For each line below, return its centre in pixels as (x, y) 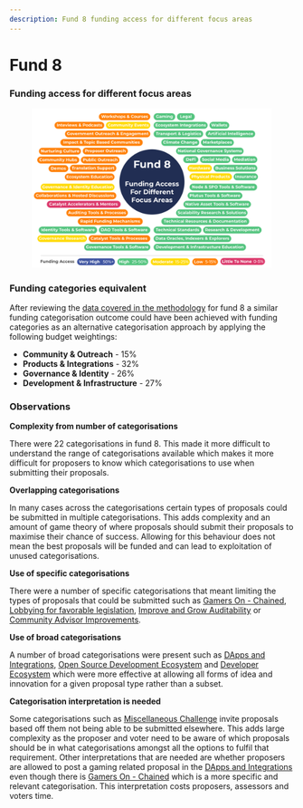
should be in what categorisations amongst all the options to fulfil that (139, 748)
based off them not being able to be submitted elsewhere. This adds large (147, 728)
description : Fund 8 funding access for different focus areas (131, 19)
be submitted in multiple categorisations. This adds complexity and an (140, 517)
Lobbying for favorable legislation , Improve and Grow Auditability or (135, 611)
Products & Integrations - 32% (81, 363)
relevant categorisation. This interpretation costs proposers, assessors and (149, 786)
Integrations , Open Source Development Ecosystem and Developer (134, 665)
